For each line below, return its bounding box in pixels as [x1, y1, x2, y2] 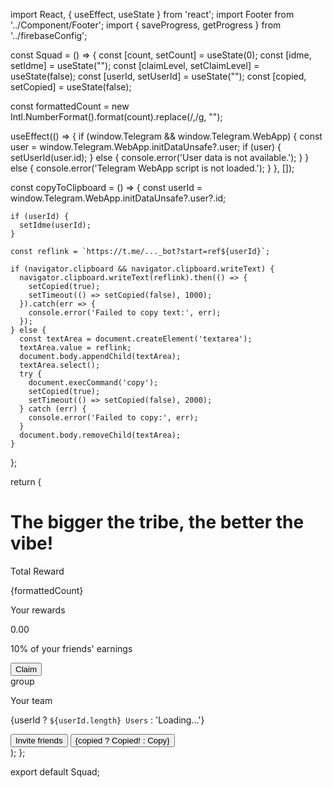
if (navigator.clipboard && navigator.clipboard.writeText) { [10, 264, 275, 274]
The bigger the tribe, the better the [10, 511, 305, 534]
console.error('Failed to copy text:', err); [28, 308, 222, 318]
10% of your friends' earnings [10, 642, 133, 654]
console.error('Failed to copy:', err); [28, 413, 199, 423]
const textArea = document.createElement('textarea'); [19, 334, 253, 344]
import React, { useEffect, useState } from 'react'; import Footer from [10, 9, 295, 20]
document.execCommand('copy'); [28, 378, 159, 388]
